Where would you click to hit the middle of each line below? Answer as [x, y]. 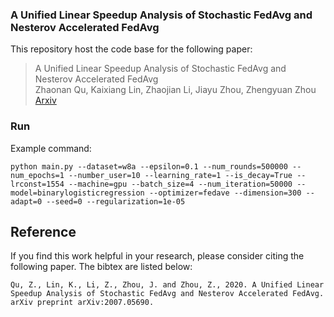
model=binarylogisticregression [77, 193]
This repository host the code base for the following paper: [131, 49]
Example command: [51, 148]
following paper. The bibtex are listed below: [101, 267]
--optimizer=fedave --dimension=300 [225, 193]
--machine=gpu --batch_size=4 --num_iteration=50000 [180, 184]
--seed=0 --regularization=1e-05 [116, 201]
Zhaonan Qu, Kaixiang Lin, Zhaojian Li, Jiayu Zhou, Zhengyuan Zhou [175, 90]
